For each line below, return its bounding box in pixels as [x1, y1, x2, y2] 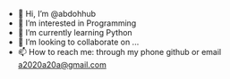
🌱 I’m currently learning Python [17, 28, 132, 37]
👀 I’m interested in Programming [17, 18, 137, 28]
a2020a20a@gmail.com [17, 59, 107, 70]
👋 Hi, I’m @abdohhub [17, 9, 97, 19]
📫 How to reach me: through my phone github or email [17, 47, 222, 57]
